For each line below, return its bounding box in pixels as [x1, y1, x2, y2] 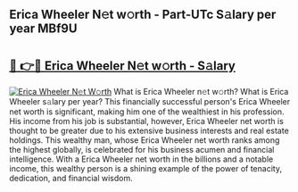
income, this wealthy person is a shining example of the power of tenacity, [9, 163, 283, 173]
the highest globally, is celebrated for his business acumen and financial [9, 145, 275, 154]
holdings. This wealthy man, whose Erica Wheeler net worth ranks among [9, 135, 280, 146]
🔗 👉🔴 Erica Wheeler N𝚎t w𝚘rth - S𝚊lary [9, 58, 236, 73]
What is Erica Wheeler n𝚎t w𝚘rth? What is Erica [113, 87, 289, 96]
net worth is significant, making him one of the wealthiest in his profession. [9, 106, 285, 117]
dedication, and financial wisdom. [9, 173, 133, 183]
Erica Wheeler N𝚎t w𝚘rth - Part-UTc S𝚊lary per [9, 7, 277, 22]
